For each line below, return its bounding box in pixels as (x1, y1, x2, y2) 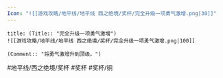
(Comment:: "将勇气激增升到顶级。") (7, 51, 102, 57)
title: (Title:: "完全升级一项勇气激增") (7, 30, 117, 37)
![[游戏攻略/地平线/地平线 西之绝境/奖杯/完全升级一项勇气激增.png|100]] (7, 37, 196, 44)
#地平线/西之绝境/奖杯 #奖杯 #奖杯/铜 (7, 63, 113, 72)
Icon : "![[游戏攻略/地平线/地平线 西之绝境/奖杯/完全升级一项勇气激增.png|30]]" (7, 10, 218, 17)
